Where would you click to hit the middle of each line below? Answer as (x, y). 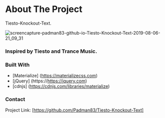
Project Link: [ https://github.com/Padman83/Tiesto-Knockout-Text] (74, 110)
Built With (17, 65)
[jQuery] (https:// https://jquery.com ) (50, 81)
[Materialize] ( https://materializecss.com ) (55, 76)
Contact (15, 99)
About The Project (44, 9)
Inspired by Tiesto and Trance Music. (51, 51)
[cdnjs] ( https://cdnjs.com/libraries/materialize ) (61, 86)
